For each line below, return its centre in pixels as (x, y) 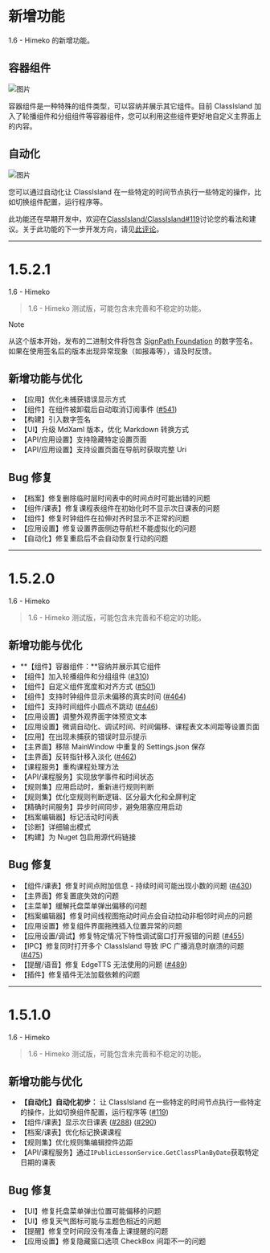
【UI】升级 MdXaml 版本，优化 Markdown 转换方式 (104, 430)
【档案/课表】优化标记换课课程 (71, 1133)
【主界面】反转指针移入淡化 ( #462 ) (78, 757)
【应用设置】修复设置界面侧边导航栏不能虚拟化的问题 (108, 529)
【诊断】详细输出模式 (55, 826)
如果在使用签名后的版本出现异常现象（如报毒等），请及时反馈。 (112, 351)
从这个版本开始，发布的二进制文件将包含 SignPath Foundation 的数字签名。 (133, 341)
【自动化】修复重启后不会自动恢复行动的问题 (94, 538)
